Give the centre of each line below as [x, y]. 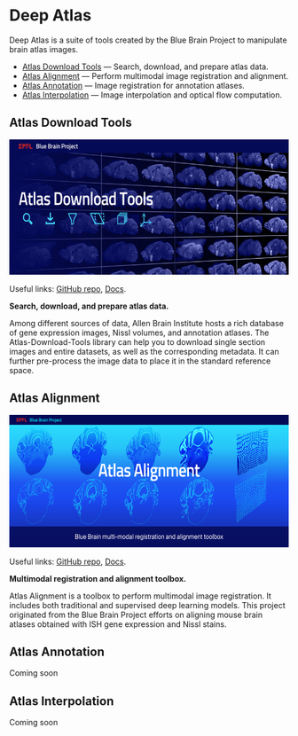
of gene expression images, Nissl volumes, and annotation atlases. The [139, 333]
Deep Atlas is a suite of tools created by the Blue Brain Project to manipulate [148, 40]
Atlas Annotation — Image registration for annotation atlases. [133, 85]
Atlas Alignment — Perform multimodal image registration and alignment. [155, 75]
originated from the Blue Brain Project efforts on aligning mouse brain [136, 615]
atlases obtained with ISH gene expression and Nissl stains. [118, 624]
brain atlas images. [44, 49]
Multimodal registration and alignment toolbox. [98, 578]
